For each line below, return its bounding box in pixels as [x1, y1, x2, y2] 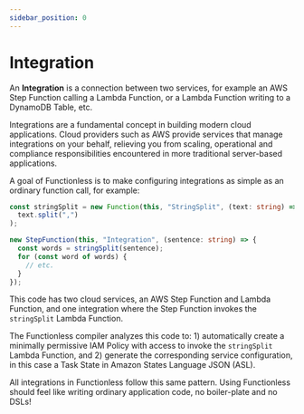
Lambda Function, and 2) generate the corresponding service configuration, [9, 350, 293, 361]
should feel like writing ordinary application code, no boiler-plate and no [9, 387, 278, 398]
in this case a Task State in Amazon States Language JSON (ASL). [9, 360, 256, 371]
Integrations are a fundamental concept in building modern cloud [9, 119, 252, 130]
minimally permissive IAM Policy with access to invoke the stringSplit [9, 341, 273, 351]
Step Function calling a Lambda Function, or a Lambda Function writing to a [9, 91, 291, 102]
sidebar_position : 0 [9, 13, 88, 23]
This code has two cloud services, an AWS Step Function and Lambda [9, 294, 271, 304]
